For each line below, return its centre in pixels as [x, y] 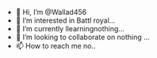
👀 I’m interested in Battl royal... [65, 20]
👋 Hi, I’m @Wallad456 [51, 12]
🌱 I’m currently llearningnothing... [70, 29]
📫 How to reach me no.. [56, 46]
